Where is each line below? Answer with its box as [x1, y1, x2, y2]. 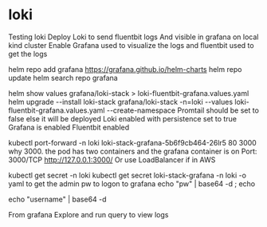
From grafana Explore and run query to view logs [8, 209, 169, 219]
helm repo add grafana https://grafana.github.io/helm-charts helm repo [8, 64, 242, 74]
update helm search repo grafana [8, 73, 118, 82]
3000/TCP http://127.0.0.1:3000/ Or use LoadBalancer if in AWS [8, 154, 216, 165]
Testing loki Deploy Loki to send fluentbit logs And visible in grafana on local [8, 32, 259, 42]
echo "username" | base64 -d [8, 194, 107, 204]
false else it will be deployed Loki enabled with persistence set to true [8, 113, 238, 123]
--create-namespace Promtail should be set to [106, 106, 259, 115]
